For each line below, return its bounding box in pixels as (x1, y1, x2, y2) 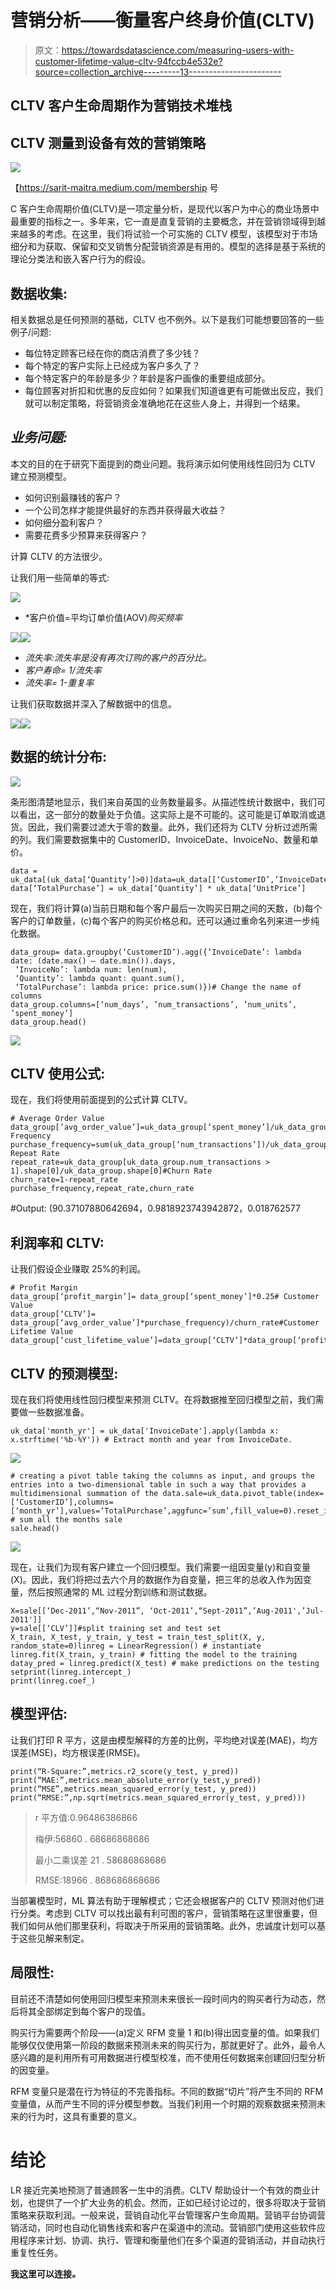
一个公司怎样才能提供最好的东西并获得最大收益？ (24, 504, 227, 516)
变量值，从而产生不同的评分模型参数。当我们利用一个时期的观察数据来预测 (10, 2097, 317, 2110)
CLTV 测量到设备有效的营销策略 (10, 134, 207, 151)
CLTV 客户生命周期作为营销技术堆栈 (10, 97, 233, 115)
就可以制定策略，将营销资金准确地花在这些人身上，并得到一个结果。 (24, 397, 306, 409)
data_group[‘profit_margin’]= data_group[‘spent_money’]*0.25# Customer (10, 1292, 320, 1302)
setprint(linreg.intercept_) (10, 1667, 132, 1678)
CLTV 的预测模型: (10, 1365, 119, 1382)
